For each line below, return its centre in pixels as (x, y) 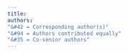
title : (17, 14)
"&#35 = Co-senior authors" (49, 40)
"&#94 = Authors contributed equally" (64, 33)
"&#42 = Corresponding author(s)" (58, 27)
